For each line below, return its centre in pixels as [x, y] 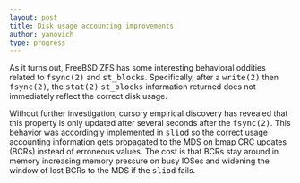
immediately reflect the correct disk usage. [89, 96]
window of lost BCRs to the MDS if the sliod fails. [103, 171]
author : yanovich [42, 34]
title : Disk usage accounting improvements [92, 26]
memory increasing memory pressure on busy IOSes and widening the [140, 161]
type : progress [38, 42]
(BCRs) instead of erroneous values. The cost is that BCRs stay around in [144, 152]
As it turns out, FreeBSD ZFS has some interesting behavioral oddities [137, 68]
